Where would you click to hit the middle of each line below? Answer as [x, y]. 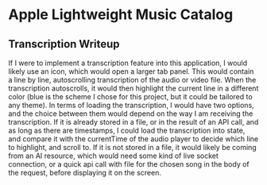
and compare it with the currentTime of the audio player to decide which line [133, 139]
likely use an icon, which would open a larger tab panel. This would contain [131, 71]
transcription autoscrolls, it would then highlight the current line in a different [133, 88]
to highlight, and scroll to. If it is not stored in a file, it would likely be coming [132, 147]
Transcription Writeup [64, 44]
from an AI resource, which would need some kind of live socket [113, 156]
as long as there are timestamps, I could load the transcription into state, [127, 130]
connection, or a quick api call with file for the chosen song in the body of [129, 164]
